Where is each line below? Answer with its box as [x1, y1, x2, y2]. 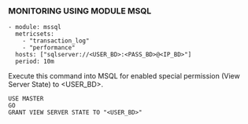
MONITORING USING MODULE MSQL [8, 5, 152, 16]
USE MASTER [8, 95, 44, 103]
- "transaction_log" [22, 37, 90, 45]
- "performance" [22, 44, 76, 52]
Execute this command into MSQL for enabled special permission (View [8, 71, 240, 81]
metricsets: [15, 30, 55, 38]
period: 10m [15, 57, 55, 66]
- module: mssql [8, 24, 61, 31]
